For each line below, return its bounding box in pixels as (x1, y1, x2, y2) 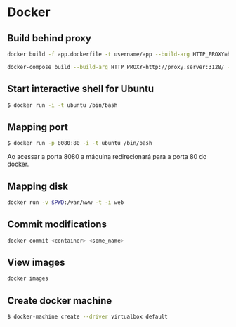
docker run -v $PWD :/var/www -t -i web (7, 198, 124, 206)
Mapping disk (7, 180, 69, 192)
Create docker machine (7, 295, 112, 307)
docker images (7, 275, 49, 282)
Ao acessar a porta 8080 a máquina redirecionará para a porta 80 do (7, 153, 207, 161)
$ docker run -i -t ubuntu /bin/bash (7, 101, 118, 109)
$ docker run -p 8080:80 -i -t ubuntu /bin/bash (7, 140, 152, 147)
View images (7, 256, 65, 268)
